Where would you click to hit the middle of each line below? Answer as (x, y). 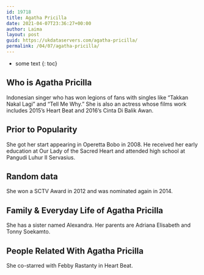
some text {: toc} (36, 63)
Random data (32, 176)
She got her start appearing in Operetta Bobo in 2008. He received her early (102, 144)
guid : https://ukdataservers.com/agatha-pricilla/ (72, 40)
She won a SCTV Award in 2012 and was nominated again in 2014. (89, 191)
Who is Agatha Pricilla (49, 83)
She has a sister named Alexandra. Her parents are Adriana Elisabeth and (99, 225)
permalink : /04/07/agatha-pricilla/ (53, 46)
